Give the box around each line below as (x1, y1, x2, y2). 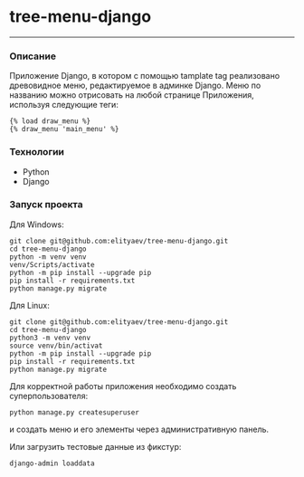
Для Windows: (9, 219, 65, 230)
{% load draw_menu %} (9, 117, 91, 126)
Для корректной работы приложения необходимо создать (9, 380, 237, 391)
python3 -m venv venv (9, 333, 91, 342)
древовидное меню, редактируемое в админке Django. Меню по (9, 80, 261, 91)
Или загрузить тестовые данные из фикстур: (9, 441, 182, 452)
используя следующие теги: (9, 100, 119, 110)
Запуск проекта (9, 198, 83, 211)
